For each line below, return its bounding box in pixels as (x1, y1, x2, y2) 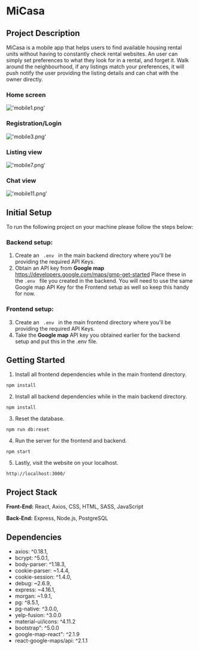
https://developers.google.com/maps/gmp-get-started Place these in (14, 271, 186, 278)
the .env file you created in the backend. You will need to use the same (14, 277, 193, 285)
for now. (14, 290, 36, 297)
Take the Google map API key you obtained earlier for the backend (14, 331, 180, 338)
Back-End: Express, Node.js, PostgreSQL (6, 515, 108, 522)
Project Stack (6, 487, 58, 497)
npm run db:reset (6, 427, 50, 433)
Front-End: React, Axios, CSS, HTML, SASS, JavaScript (6, 503, 144, 510)
